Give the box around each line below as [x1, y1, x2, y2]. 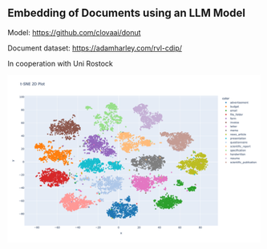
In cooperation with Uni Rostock [7, 58, 113, 68]
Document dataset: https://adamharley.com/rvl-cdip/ [7, 43, 182, 53]
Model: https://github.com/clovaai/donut [7, 27, 141, 37]
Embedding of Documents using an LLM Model [7, 6, 246, 20]
